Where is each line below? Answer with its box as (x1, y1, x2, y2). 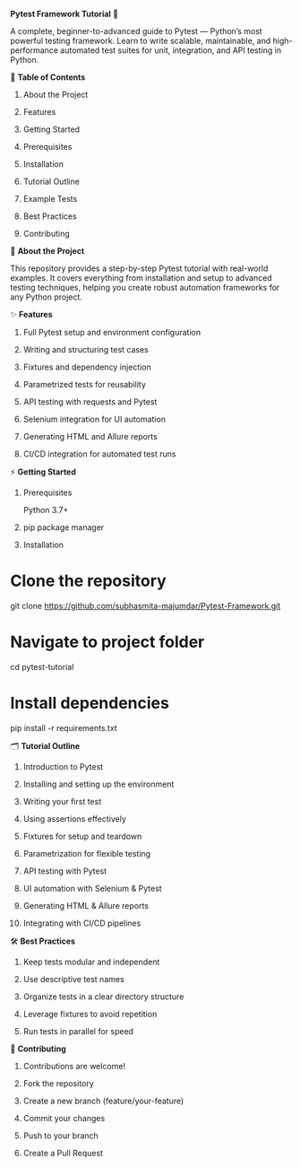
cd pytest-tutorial (10, 661, 74, 672)
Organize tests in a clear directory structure (22, 991, 184, 1002)
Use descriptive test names (22, 973, 124, 984)
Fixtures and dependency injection (22, 361, 151, 372)
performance (10, 45, 59, 56)
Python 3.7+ (22, 505, 69, 515)
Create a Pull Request (22, 1147, 104, 1158)
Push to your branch (22, 1130, 99, 1141)
